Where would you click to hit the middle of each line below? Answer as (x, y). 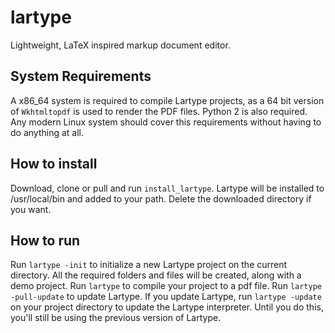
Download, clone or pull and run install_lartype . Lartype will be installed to (167, 188)
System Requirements (81, 76)
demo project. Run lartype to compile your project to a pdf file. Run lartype (166, 286)
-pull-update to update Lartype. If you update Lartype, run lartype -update (166, 297)
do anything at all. (47, 132)
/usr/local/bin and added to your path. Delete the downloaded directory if (161, 198)
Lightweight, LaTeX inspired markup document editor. (120, 45)
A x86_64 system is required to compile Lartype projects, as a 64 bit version (167, 100)
